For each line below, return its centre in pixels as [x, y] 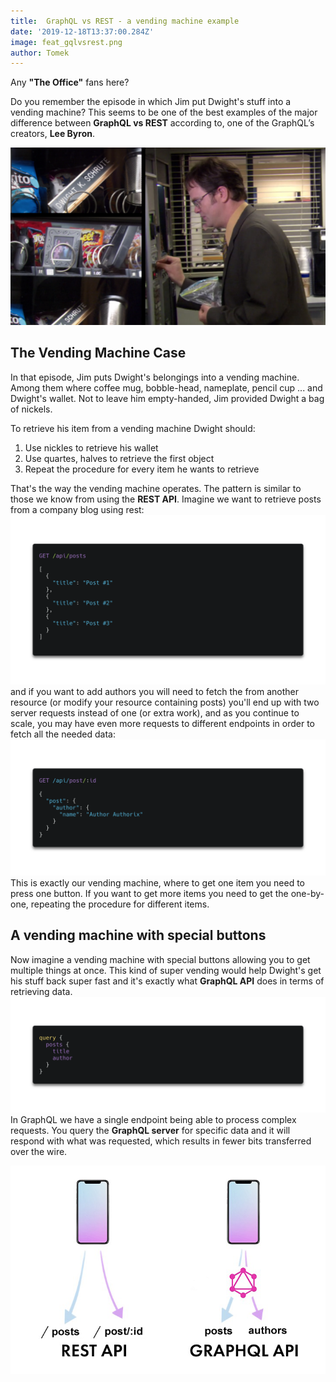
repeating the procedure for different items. [120, 904]
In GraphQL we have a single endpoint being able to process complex [153, 1119]
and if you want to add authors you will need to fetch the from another [155, 692]
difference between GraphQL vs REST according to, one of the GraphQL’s [162, 123]
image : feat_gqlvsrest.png [66, 42]
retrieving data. [41, 991]
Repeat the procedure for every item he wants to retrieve [142, 469]
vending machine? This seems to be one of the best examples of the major [164, 112]
